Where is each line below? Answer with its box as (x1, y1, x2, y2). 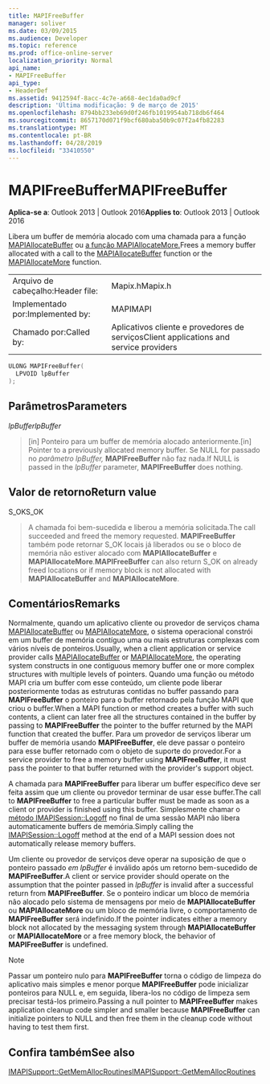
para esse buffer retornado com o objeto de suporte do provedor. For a (8, 746, 242, 756)
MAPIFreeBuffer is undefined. (8, 940, 108, 950)
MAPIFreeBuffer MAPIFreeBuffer (8, 181, 227, 199)
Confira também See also (8, 1045, 135, 1059)
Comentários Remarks (8, 597, 121, 610)
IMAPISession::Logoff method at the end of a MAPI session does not (8, 830, 235, 840)
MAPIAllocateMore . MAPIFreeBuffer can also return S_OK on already (27, 556, 259, 566)
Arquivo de (12, 275, 54, 286)
